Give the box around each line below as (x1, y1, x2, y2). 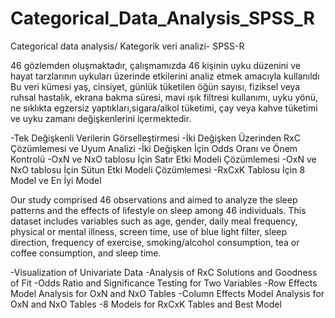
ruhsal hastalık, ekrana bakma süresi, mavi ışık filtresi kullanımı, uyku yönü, (10, 91, 319, 103)
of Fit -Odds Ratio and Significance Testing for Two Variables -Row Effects (10, 277, 318, 289)
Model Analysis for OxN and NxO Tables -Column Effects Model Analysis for (10, 287, 325, 299)
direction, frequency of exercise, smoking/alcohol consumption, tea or (10, 236, 300, 248)
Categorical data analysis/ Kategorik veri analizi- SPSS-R (10, 40, 245, 52)
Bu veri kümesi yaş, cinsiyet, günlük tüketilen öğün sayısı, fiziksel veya (10, 80, 301, 92)
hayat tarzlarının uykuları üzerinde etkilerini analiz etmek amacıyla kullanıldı (10, 70, 320, 82)
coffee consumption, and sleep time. (10, 247, 162, 259)
